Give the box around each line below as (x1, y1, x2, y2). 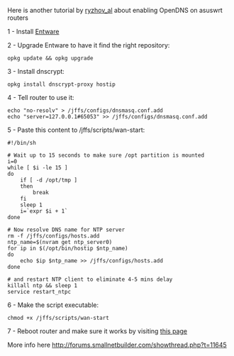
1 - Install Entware (7, 28, 60, 35)
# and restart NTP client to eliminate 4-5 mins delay (7, 276, 173, 283)
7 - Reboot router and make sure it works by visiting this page (7, 327, 188, 335)
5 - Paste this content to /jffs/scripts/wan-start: (7, 126, 145, 134)
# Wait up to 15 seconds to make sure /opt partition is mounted (7, 152, 204, 159)
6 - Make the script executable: (7, 301, 99, 309)
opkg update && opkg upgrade (7, 55, 94, 62)
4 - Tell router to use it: (7, 94, 74, 101)
